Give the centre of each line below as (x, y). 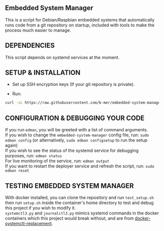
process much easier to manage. (38, 30)
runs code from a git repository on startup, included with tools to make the (80, 25)
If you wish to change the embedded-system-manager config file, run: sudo (77, 135)
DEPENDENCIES (30, 46)
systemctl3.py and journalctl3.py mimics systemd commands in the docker (82, 213)
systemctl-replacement (29, 223)
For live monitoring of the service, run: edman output (57, 161)
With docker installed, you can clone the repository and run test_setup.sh (79, 197)
